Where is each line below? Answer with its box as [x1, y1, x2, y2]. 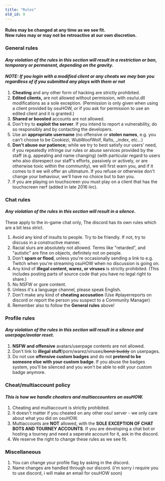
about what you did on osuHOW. [12, 415, 78, 421]
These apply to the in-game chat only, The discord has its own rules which [5, 219, 157, 225]
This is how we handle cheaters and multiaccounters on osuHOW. [5, 394, 144, 400]
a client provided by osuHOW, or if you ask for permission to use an [12, 105, 150, 111]
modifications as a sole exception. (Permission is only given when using [12, 100, 159, 106]
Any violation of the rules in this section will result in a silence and [5, 327, 144, 333]
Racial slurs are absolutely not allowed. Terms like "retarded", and [12, 245, 146, 251]
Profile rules [5, 314, 35, 321]
